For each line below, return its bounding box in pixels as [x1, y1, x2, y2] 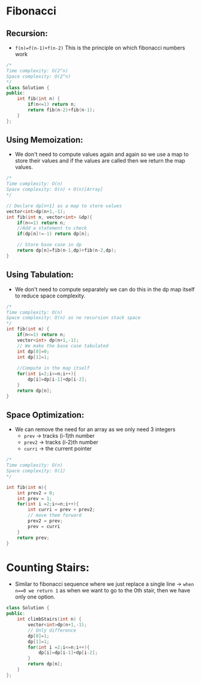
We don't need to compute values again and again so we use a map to [14, 151, 189, 158]
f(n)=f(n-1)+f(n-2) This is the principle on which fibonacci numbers [14, 44, 185, 51]
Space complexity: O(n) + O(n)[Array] [6, 187, 103, 193]
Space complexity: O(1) [6, 468, 66, 474]
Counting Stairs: [6, 561, 90, 574]
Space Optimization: [6, 409, 85, 420]
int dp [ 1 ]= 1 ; [17, 354, 50, 360]
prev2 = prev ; [28, 518, 63, 524]
